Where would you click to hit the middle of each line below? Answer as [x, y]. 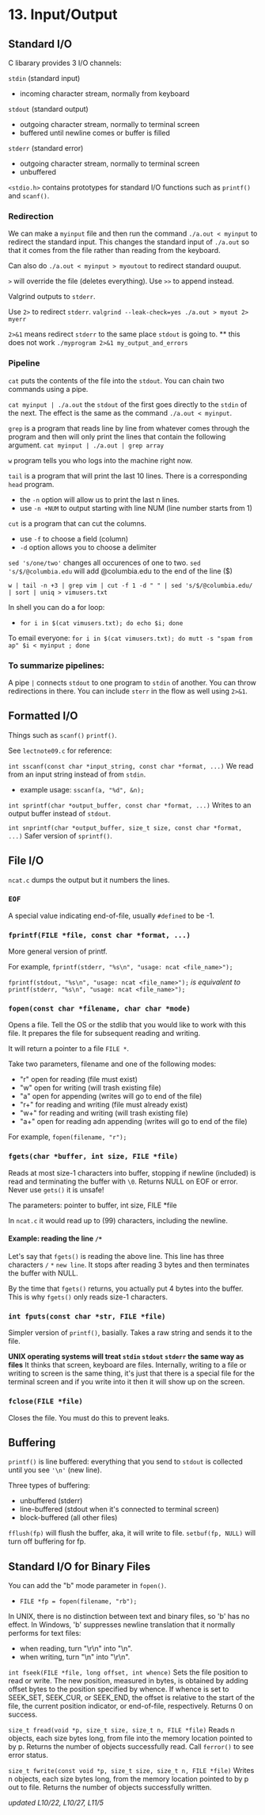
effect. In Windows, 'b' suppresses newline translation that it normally [122, 1625]
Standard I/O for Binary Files [79, 1566]
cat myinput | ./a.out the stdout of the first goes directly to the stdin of [128, 404]
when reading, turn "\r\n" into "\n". [76, 1648]
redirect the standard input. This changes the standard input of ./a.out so [129, 242]
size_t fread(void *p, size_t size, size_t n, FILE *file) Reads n [121, 1730]
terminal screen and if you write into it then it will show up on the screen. [127, 1382]
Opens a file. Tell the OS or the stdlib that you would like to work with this [127, 1025]
